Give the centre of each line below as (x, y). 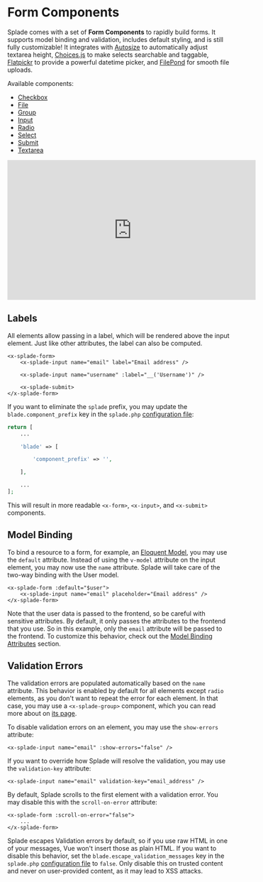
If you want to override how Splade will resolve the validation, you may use (117, 761)
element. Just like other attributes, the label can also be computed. (105, 343)
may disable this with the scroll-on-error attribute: (82, 802)
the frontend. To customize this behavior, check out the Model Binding (110, 636)
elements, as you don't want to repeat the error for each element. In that (113, 698)
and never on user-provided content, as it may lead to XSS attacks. (105, 871)
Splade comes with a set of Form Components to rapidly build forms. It (112, 32)
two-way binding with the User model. (63, 575)
